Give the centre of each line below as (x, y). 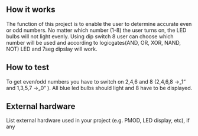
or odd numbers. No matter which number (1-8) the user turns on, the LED (96, 30)
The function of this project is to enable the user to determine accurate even (99, 24)
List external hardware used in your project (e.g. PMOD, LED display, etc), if (98, 121)
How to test (27, 67)
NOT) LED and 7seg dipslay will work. (52, 49)
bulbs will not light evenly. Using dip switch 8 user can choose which (90, 36)
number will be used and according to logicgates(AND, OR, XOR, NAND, (94, 42)
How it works (31, 10)
